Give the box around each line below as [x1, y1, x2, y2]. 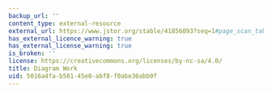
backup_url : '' [8, 11, 60, 20]
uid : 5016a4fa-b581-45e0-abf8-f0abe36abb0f [8, 72, 158, 80]
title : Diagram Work [8, 65, 79, 73]
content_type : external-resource [8, 19, 121, 27]
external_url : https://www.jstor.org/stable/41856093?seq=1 [8, 27, 216, 35]
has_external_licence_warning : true [8, 34, 132, 43]
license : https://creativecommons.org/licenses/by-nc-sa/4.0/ [8, 57, 223, 66]
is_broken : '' [8, 49, 57, 57]
